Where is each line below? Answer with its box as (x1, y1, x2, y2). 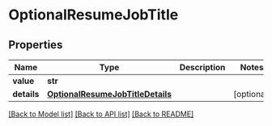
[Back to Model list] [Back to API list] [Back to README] (8, 109, 194, 119)
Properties (8, 38, 63, 52)
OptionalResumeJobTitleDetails (47, 89, 172, 99)
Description (179, 62, 226, 73)
